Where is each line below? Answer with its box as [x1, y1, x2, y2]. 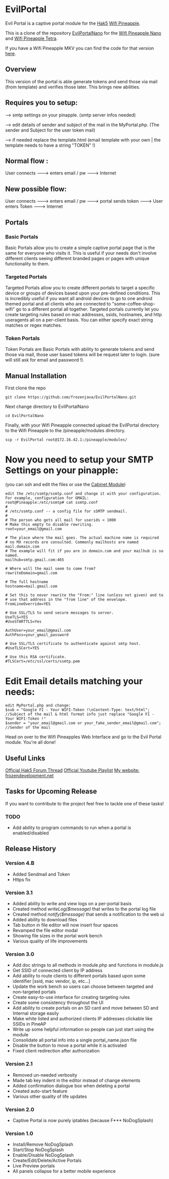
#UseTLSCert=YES [5, 645, 39, 651]
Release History [5, 845, 57, 853]
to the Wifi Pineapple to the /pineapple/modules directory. [5, 428, 126, 434]
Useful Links [5, 754, 45, 762]
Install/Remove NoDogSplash [12, 1141, 74, 1148]
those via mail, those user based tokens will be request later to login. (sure [5, 351, 160, 358]
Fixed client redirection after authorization [12, 1048, 100, 1054]
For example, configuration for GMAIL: [5, 496, 89, 501]
